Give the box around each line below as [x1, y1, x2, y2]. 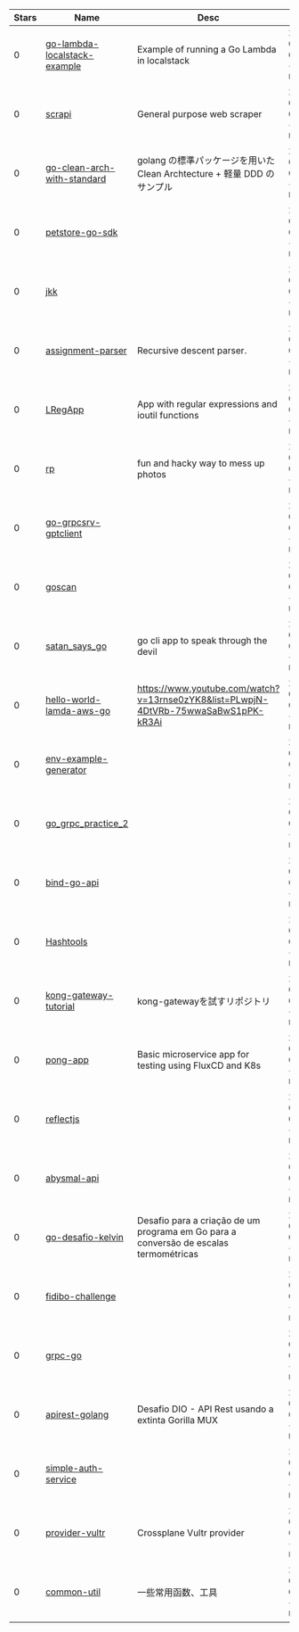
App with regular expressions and [136, 398, 278, 410]
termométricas [136, 1248, 198, 1260]
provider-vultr [45, 1527, 106, 1538]
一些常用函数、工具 [136, 1586, 218, 1598]
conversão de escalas [136, 1237, 230, 1248]
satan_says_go [45, 640, 107, 652]
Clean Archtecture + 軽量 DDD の [136, 168, 275, 179]
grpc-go [45, 1349, 82, 1362]
